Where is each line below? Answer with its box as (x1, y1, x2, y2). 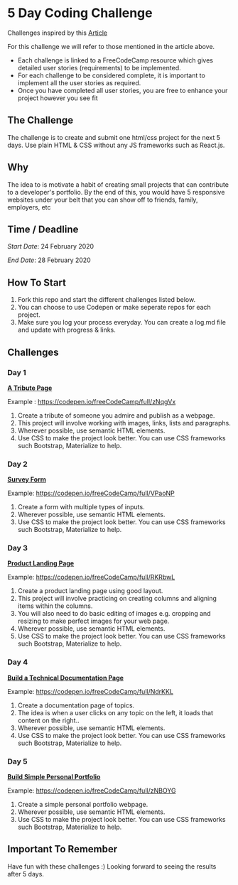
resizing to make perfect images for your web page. (17, 617, 170, 626)
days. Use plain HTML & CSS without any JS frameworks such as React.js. (7, 141, 225, 149)
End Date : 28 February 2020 (7, 256, 91, 264)
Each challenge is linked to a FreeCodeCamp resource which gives (17, 55, 214, 65)
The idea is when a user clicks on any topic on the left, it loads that (17, 708, 214, 717)
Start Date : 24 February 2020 (7, 242, 94, 251)
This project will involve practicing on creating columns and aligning (17, 594, 217, 603)
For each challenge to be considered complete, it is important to (17, 71, 206, 80)
